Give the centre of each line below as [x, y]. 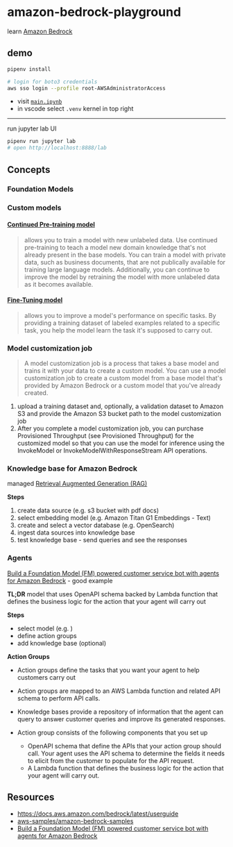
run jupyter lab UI [32, 128]
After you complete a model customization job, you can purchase [110, 428]
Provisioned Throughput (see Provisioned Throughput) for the [105, 436]
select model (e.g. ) [45, 628]
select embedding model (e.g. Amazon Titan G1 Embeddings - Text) [114, 518]
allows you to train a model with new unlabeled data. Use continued [121, 240]
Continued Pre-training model [51, 224]
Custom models [34, 208]
